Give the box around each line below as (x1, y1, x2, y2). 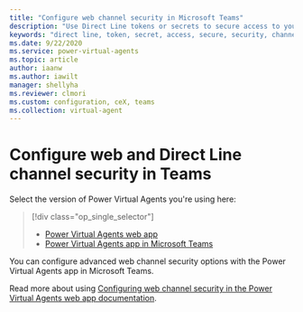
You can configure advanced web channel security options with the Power (9, 256, 287, 267)
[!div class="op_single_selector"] (31, 212, 155, 222)
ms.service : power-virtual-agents (9, 47, 140, 56)
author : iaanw (9, 64, 63, 73)
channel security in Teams (9, 164, 212, 184)
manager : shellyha (9, 80, 78, 90)
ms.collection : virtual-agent (9, 106, 124, 115)
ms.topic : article (9, 55, 78, 64)
